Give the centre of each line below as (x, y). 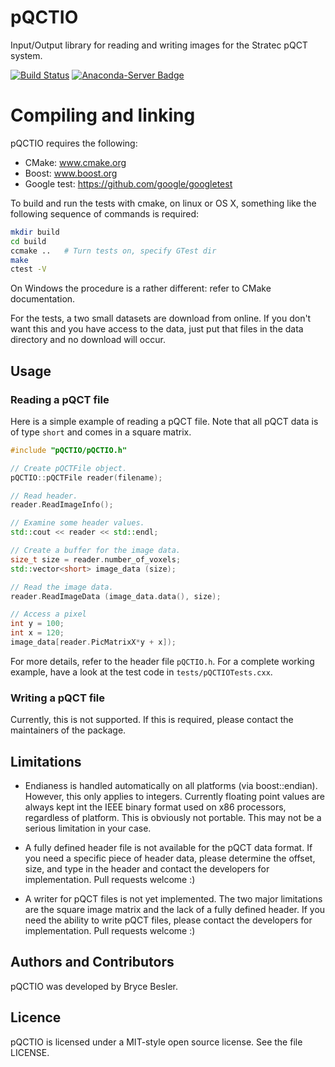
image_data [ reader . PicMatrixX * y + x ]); (93, 642)
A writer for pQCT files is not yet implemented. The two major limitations (173, 899)
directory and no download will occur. (88, 340)
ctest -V (28, 269)
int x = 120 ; (37, 633)
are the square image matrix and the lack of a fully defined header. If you (175, 910)
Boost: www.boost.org (71, 173)
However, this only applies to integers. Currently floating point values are (174, 797)
